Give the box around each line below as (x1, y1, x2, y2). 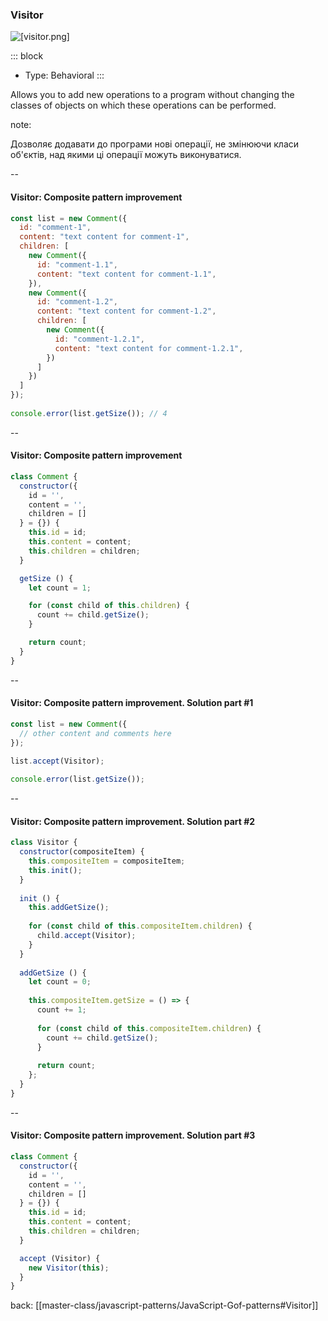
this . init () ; (28, 865, 83, 875)
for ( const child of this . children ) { (28, 601, 190, 611)
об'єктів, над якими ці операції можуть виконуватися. (10, 149, 242, 161)
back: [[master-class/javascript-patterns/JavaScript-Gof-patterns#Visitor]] (10, 1299, 319, 1312)
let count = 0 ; (28, 977, 92, 987)
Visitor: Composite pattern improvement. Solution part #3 (10, 1129, 256, 1142)
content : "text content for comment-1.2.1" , (54, 343, 244, 353)
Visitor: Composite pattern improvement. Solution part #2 (10, 815, 256, 827)
